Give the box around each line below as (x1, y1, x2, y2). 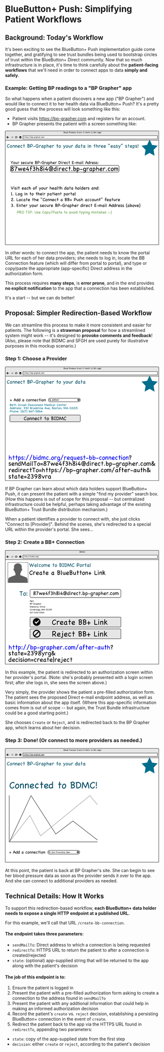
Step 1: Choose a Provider (5, 355, 67, 362)
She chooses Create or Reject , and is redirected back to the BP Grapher (5, 719, 150, 725)
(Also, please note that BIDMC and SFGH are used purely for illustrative (5, 337, 148, 344)
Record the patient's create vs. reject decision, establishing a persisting (12, 1011, 159, 1017)
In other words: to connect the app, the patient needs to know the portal (5, 250, 150, 256)
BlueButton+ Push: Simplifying (5, 3, 133, 15)
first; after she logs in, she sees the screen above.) (5, 679, 107, 685)
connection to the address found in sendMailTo (12, 995, 106, 1001)
